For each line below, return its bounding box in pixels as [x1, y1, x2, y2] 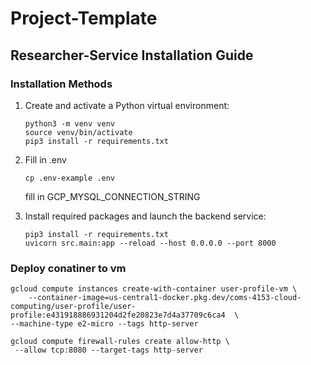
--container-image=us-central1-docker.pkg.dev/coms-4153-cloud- [28, 293, 302, 303]
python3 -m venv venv [24, 118, 115, 129]
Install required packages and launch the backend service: [24, 210, 267, 222]
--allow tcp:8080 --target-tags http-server [14, 345, 203, 356]
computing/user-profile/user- [10, 302, 137, 312]
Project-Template [10, 7, 158, 30]
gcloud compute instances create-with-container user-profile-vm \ [10, 284, 298, 294]
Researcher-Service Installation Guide [10, 47, 254, 64]
